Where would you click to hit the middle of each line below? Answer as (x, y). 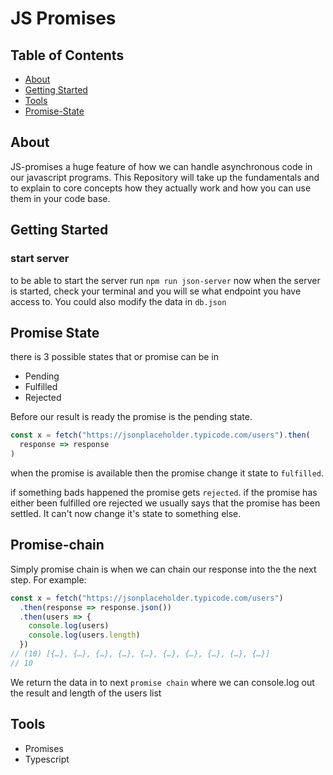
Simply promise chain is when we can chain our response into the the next (163, 569)
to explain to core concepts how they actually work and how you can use (161, 188)
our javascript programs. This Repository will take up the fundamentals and (165, 177)
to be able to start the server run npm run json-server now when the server (165, 280)
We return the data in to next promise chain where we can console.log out (162, 682)
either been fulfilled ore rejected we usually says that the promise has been (165, 503)
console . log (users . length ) (84, 635)
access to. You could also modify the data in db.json (118, 301)
